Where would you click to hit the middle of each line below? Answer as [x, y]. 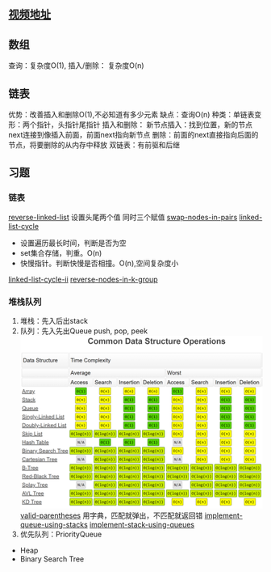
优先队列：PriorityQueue [61, 534]
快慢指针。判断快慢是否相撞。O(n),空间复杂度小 [99, 263]
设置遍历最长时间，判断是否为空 [73, 243]
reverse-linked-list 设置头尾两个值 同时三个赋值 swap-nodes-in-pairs [123, 217]
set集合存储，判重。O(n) [61, 252]
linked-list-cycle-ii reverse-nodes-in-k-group [83, 279]
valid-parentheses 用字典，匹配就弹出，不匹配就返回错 [111, 515]
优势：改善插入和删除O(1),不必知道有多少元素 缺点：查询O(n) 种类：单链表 [131, 115]
